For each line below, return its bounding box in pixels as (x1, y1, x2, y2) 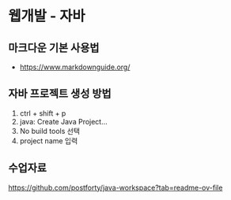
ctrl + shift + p (19, 108, 66, 118)
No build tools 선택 (19, 126, 81, 135)
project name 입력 (19, 135, 78, 146)
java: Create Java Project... (19, 117, 108, 126)
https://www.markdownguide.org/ (19, 62, 131, 72)
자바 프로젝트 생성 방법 (8, 87, 112, 101)
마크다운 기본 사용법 (8, 41, 100, 54)
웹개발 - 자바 (8, 7, 85, 25)
